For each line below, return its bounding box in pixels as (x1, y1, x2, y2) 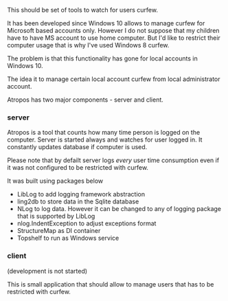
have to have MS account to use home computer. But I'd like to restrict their (7, 34, 221, 42)
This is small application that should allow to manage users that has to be (7, 280, 214, 288)
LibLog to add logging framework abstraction (16, 190, 146, 199)
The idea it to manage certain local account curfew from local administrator (7, 75, 221, 83)
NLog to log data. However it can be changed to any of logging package (16, 205, 222, 213)
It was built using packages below (7, 177, 104, 185)
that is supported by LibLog (16, 212, 95, 221)
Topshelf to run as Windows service (16, 234, 119, 243)
